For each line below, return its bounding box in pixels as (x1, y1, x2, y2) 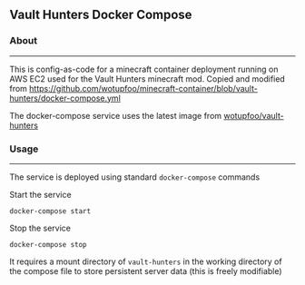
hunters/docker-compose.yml (9, 93, 121, 103)
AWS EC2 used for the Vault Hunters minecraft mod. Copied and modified (9, 73, 286, 84)
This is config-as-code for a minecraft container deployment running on (9, 64, 279, 74)
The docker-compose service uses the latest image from (9, 110, 222, 121)
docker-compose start (9, 206, 92, 216)
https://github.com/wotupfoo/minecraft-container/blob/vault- (28, 83, 259, 93)
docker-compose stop (9, 240, 88, 249)
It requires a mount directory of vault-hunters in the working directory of (9, 256, 283, 267)
